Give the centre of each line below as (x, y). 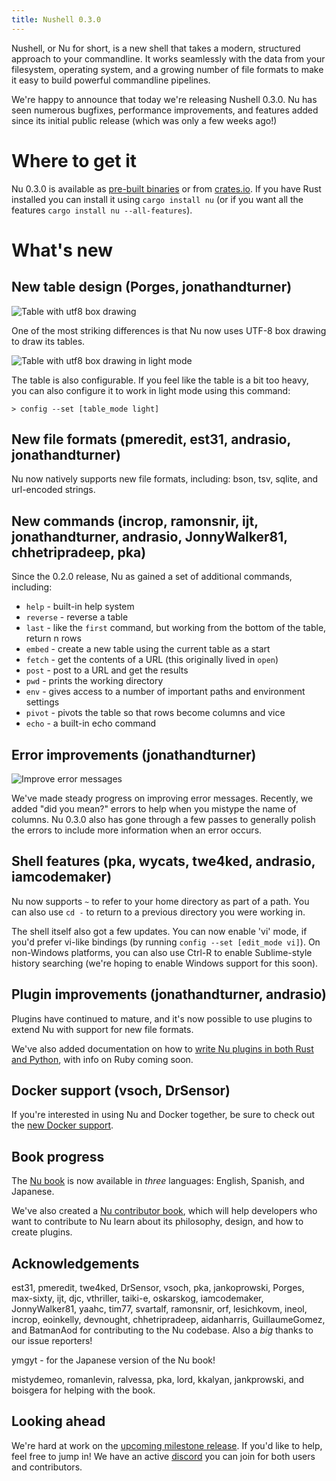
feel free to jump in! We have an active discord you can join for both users (163, 1456)
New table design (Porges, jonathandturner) (152, 287)
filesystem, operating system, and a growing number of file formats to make (167, 69)
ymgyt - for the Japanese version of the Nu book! (113, 1360)
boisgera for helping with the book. (83, 1390)
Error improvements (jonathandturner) (134, 754)
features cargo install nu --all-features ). (102, 210)
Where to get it (74, 160)
